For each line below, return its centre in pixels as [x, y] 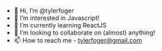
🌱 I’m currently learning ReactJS [60, 25]
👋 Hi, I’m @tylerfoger [44, 11]
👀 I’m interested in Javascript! [57, 18]
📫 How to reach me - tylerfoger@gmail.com [78, 40]
